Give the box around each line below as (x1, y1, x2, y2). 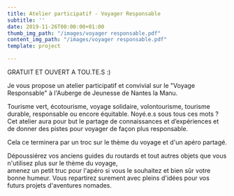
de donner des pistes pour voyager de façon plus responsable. (7, 125, 189, 133)
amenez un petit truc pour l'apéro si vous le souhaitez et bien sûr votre (7, 167, 211, 174)
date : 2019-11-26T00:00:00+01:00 (7, 23, 105, 30)
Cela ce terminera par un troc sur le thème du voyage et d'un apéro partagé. (7, 138, 227, 146)
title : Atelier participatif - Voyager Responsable (7, 10, 161, 17)
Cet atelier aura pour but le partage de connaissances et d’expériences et (7, 117, 219, 126)
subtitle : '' (7, 17, 45, 24)
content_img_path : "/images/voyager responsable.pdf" (7, 36, 168, 43)
